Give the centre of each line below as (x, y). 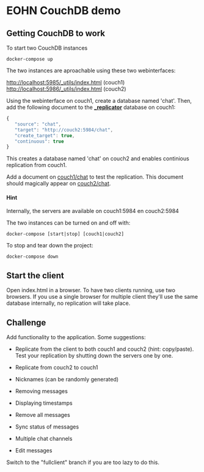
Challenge (26, 322)
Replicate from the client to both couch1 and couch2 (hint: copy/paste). (104, 349)
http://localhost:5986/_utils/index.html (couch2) (66, 89)
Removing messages (42, 391)
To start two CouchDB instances (47, 48)
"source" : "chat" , (38, 124)
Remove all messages (42, 415)
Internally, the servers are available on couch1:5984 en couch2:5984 (93, 211)
